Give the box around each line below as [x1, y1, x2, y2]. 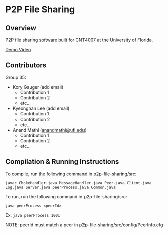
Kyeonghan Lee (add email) [12, 105, 70, 111]
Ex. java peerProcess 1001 [5, 212, 60, 218]
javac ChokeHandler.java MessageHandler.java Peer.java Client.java [5, 180, 152, 185]
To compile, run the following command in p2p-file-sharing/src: [5, 171, 137, 177]
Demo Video [5, 47, 31, 52]
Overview [5, 24, 37, 32]
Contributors [5, 61, 47, 70]
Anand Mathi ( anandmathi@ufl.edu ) [12, 127, 87, 133]
